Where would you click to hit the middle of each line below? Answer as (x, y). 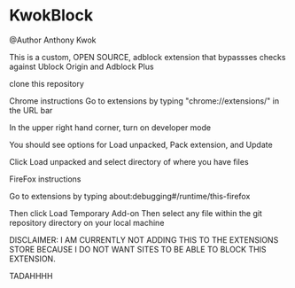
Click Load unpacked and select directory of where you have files (129, 161)
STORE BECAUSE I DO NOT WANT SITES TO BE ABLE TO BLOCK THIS (138, 249)
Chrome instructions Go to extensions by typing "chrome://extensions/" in (144, 101)
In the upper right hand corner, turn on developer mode (110, 127)
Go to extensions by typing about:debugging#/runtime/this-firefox (130, 196)
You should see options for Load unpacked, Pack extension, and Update (141, 144)
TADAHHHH (31, 276)
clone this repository (47, 83)
